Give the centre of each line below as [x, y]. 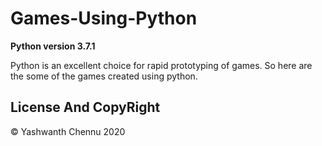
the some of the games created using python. [104, 76]
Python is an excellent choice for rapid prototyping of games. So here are [161, 65]
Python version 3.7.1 [53, 46]
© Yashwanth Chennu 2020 [68, 131]
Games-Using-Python [104, 18]
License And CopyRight [85, 107]
